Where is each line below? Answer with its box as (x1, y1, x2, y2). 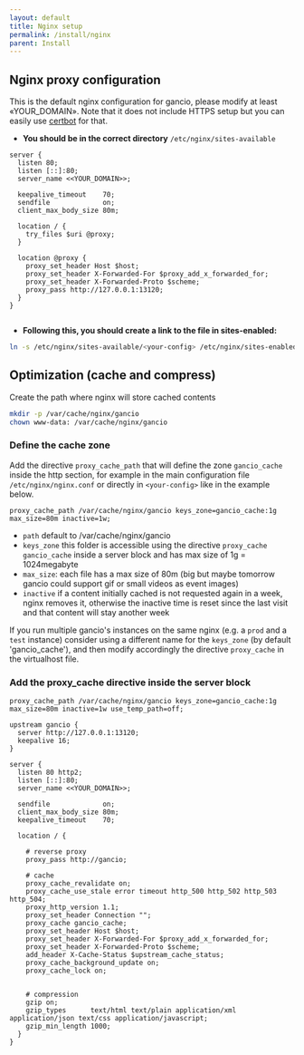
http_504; (9, 895, 47, 905)
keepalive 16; (17, 736, 71, 746)
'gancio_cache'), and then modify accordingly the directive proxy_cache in (9, 644, 285, 654)
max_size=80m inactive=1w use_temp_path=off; (9, 704, 184, 714)
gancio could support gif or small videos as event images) (22, 577, 240, 589)
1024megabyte (22, 558, 79, 569)
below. (9, 489, 34, 499)
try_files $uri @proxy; (25, 230, 116, 239)
